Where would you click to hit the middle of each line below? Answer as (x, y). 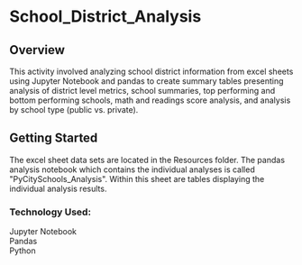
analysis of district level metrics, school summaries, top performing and (142, 91)
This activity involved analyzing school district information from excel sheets (151, 71)
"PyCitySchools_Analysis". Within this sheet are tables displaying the (137, 178)
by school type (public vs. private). (74, 110)
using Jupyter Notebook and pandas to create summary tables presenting (146, 81)
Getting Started (54, 138)
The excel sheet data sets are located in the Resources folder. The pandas (147, 160)
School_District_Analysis (105, 17)
